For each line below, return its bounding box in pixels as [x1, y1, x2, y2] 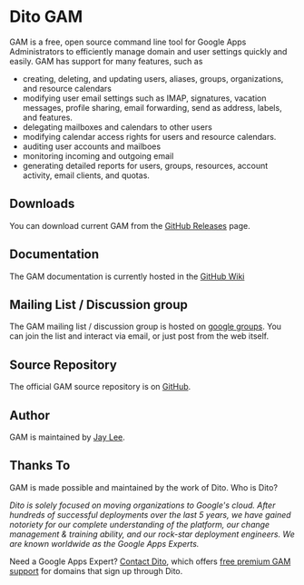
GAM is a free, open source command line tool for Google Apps [9, 36, 247, 47]
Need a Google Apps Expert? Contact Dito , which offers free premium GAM [9, 556, 291, 567]
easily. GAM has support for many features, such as [9, 55, 203, 66]
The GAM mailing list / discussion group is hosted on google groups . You [9, 321, 282, 332]
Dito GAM [9, 6, 83, 27]
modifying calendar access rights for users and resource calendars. [22, 131, 277, 142]
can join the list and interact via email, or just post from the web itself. [9, 331, 270, 342]
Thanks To [9, 458, 71, 473]
